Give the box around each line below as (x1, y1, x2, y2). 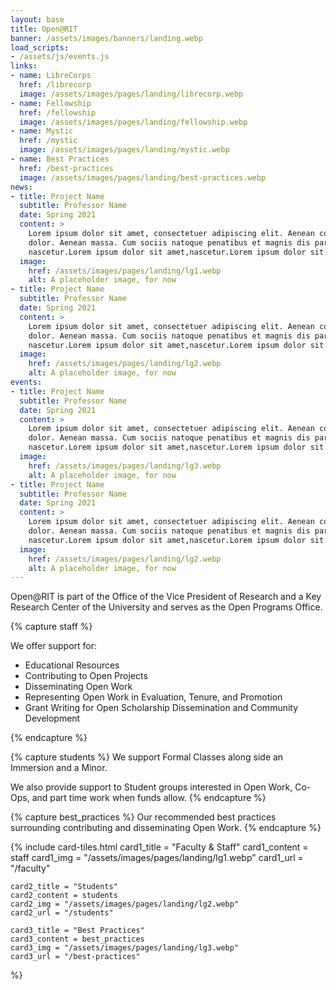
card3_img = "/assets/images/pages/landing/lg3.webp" (10, 943, 240, 953)
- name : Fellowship (10, 98, 92, 108)
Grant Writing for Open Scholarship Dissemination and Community (24, 702, 299, 714)
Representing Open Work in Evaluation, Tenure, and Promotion (24, 691, 283, 703)
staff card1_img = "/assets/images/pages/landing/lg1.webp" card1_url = (10, 852, 304, 864)
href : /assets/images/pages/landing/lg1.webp (28, 266, 222, 276)
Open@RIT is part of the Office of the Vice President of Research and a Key (10, 591, 322, 603)
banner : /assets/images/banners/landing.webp (10, 33, 203, 43)
